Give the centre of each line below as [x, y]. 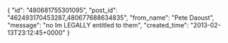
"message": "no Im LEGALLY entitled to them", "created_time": [98, 25]
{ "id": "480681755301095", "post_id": [62, 10]
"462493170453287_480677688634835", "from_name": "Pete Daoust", [111, 18]
